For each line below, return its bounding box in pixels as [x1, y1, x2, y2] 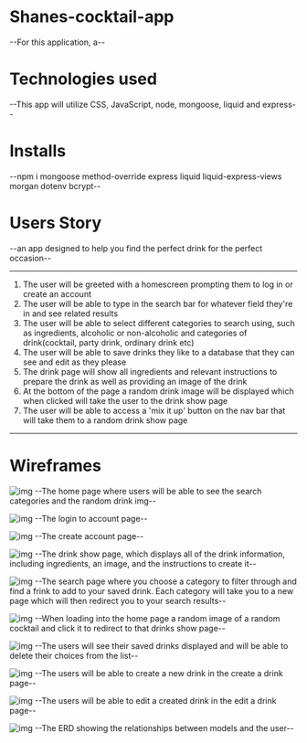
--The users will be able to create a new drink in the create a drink [35, 667, 283, 678]
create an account [22, 288, 91, 299]
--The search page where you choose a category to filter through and [35, 576, 297, 587]
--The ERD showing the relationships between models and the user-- [35, 722, 294, 733]
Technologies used [9, 69, 158, 90]
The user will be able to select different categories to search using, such [22, 317, 295, 328]
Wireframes [9, 455, 102, 476]
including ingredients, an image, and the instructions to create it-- [9, 557, 257, 568]
